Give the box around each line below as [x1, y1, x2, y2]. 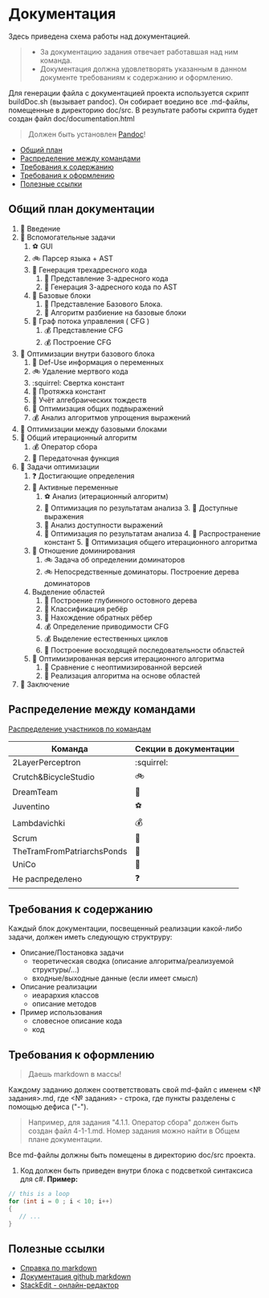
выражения [43, 511, 84, 521]
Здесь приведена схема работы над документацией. [8, 31, 191, 41]
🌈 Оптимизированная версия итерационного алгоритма [31, 653, 225, 663]
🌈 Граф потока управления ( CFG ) [31, 316, 150, 326]
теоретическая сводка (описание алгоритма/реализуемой [31, 956, 234, 966]
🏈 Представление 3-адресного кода [43, 273, 169, 283]
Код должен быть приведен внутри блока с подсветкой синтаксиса [19, 1166, 253, 1176]
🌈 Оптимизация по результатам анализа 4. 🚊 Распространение [43, 528, 261, 538]
